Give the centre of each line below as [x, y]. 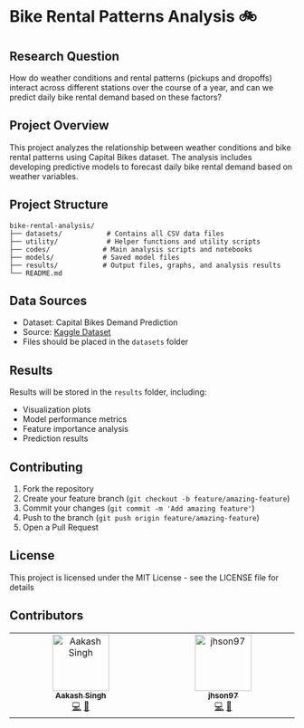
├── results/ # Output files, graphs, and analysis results [145, 265]
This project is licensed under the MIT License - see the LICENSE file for [144, 577]
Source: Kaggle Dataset [66, 332]
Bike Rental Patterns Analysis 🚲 [133, 17]
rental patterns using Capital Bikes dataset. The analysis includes [131, 157]
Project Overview [59, 125]
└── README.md [36, 273]
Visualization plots [57, 410]
